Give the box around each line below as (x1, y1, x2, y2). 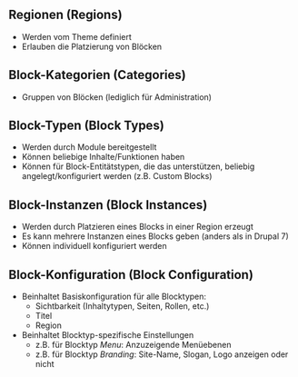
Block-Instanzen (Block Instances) (8, 197, 208, 213)
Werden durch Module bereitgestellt (21, 142, 157, 153)
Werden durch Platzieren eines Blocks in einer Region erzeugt (21, 222, 253, 233)
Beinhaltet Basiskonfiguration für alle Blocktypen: (21, 291, 206, 303)
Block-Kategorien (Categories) (8, 67, 187, 83)
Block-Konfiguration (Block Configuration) (8, 267, 253, 283)
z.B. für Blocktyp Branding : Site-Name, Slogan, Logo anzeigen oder (35, 349, 289, 360)
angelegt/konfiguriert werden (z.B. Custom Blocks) (21, 171, 213, 182)
